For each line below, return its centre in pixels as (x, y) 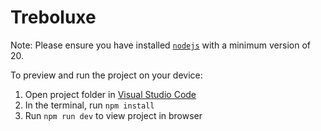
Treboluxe (53, 17)
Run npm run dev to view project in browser (113, 115)
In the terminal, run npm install (89, 105)
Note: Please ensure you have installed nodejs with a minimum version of (160, 45)
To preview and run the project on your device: (106, 75)
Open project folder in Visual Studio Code (110, 94)
